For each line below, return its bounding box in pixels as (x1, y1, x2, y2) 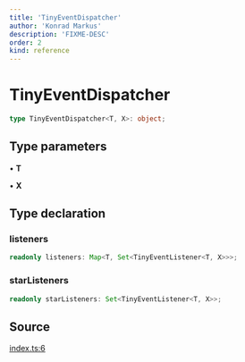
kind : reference (9, 46, 70, 55)
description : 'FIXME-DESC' (9, 29, 110, 38)
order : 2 (9, 38, 42, 47)
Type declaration (9, 206, 106, 222)
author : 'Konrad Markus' (9, 21, 102, 30)
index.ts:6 (9, 343, 46, 354)
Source (9, 319, 51, 334)
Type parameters (9, 139, 107, 155)
